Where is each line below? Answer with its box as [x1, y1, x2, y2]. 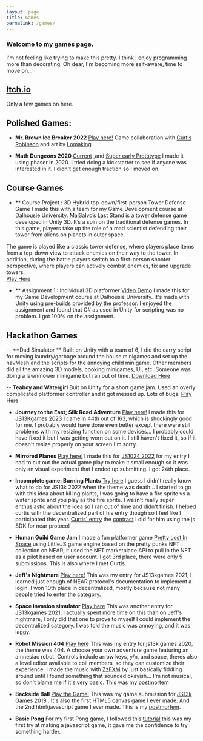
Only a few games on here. [6, 101, 74, 108]
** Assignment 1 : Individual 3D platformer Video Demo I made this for [15, 287, 190, 294]
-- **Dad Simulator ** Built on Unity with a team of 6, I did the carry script [6, 346, 192, 354]
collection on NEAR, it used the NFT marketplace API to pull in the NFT [15, 546, 191, 554]
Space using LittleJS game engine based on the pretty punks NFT [15, 540, 180, 548]
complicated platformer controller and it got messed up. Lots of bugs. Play [6, 390, 192, 397]
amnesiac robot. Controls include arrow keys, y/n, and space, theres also [15, 652, 198, 660]
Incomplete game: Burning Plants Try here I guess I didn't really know [15, 477, 192, 484]
